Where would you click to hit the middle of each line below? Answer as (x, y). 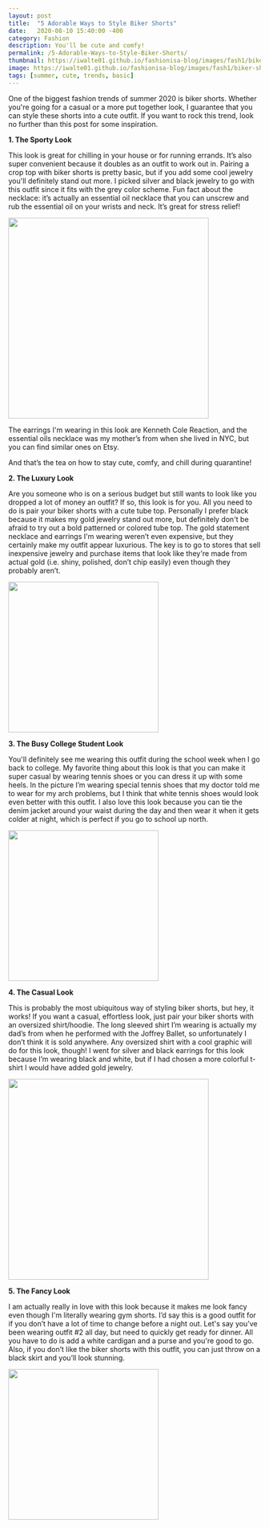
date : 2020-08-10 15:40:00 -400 (66, 31)
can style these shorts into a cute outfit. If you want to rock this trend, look (131, 115)
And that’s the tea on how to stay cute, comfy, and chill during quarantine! (130, 462)
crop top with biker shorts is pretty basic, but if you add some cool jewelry (131, 172)
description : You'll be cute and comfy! (77, 46)
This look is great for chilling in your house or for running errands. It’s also (130, 155)
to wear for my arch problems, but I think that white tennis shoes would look (133, 793)
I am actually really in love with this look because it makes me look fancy (128, 1306)
